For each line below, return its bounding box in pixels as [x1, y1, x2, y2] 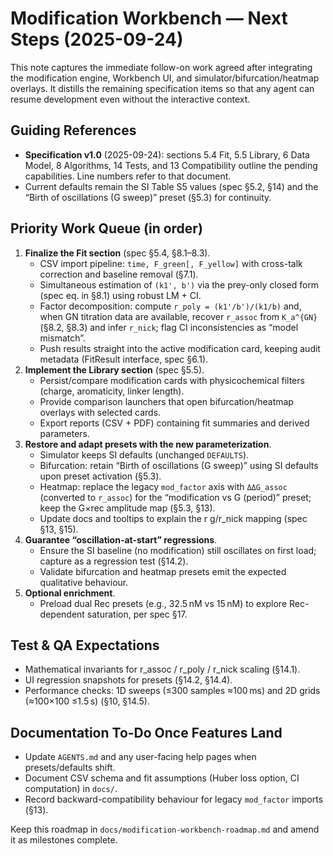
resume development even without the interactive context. [10, 93, 251, 105]
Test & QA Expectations [10, 637, 160, 654]
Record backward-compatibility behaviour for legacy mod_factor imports [24, 793, 324, 806]
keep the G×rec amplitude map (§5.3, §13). [39, 502, 216, 514]
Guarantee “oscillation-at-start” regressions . [24, 533, 218, 546]
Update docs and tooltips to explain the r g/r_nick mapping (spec [39, 512, 308, 524]
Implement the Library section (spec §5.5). [24, 363, 205, 376]
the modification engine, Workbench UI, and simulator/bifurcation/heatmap [10, 72, 320, 84]
